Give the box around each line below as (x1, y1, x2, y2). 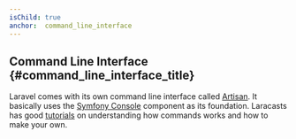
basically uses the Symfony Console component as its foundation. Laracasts (9, 101, 287, 112)
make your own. (9, 120, 68, 130)
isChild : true (9, 12, 62, 22)
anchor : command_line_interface (9, 21, 133, 30)
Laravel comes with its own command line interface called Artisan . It (9, 91, 258, 102)
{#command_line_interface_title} (9, 67, 195, 82)
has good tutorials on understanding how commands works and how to (9, 110, 269, 120)
